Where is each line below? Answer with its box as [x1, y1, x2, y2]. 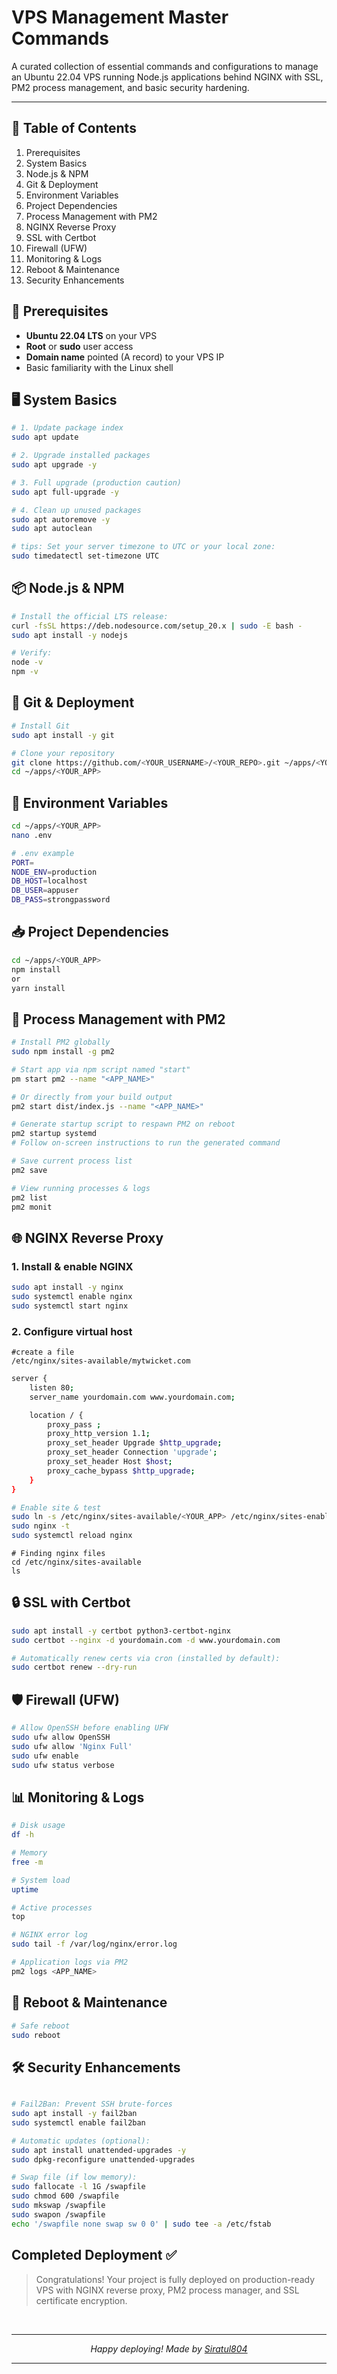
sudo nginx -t [11, 1521, 71, 1531]
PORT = [11, 857, 34, 868]
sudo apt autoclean [11, 524, 93, 534]
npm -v [11, 667, 39, 677]
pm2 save [11, 1165, 48, 1175]
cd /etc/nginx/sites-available [11, 1557, 142, 1568]
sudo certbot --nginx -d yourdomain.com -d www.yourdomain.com [11, 1635, 281, 1645]
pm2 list [11, 1192, 48, 1203]
